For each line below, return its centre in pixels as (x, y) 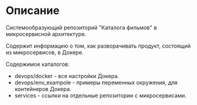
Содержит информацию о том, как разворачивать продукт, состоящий (99, 46)
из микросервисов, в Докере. (45, 52)
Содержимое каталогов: (38, 64)
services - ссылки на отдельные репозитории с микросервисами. (100, 95)
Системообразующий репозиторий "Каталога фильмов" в (81, 27)
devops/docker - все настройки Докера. (67, 76)
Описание (33, 11)
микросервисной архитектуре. (46, 34)
